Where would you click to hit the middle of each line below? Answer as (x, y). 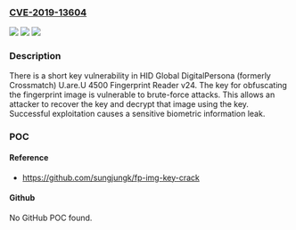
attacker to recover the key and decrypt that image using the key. (129, 103)
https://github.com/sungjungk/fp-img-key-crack (111, 177)
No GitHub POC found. (51, 218)
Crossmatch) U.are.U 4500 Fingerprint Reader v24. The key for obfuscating (148, 85)
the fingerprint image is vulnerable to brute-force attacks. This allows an (142, 94)
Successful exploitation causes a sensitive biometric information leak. (137, 113)
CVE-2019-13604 (48, 12)
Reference (29, 158)
